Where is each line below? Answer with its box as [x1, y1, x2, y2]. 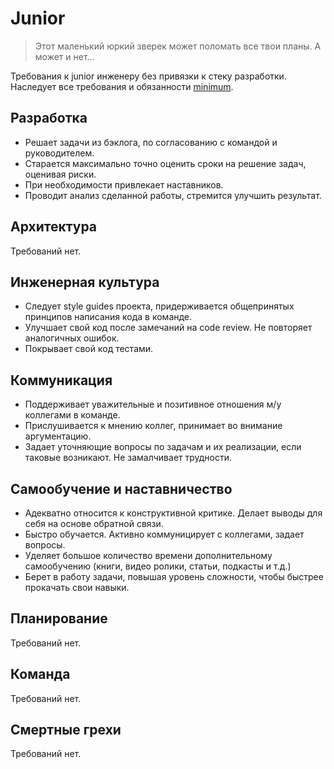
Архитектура [10, 218, 98, 236]
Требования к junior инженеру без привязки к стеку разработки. [10, 70, 287, 82]
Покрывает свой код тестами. [24, 343, 154, 355]
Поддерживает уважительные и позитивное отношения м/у [24, 398, 282, 411]
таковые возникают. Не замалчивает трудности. [24, 452, 233, 464]
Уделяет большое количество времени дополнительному [24, 550, 273, 561]
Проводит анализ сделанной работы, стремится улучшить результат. [24, 189, 322, 201]
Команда [10, 666, 71, 683]
